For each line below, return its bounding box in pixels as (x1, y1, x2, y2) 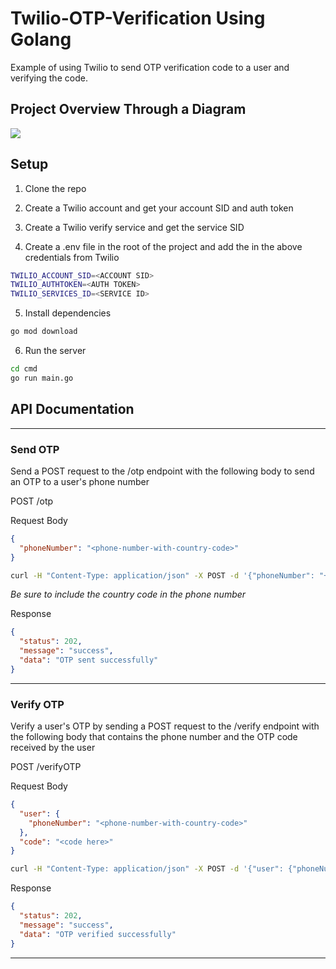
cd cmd (10, 364, 38, 374)
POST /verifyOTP (10, 761, 82, 773)
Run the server (24, 345, 87, 357)
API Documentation (10, 401, 135, 418)
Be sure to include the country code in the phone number (10, 588, 247, 601)
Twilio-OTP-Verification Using (10, 7, 266, 30)
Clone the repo (24, 182, 87, 194)
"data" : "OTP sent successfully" (19, 655, 159, 666)
